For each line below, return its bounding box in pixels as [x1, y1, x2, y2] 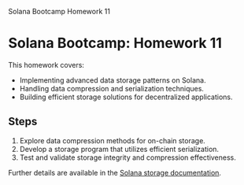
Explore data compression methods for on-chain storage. [19, 135, 206, 145]
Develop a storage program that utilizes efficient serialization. [19, 144, 219, 154]
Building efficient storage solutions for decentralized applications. [19, 92, 234, 102]
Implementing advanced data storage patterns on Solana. [19, 75, 206, 85]
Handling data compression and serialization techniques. [19, 83, 205, 93]
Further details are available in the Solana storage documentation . [8, 168, 222, 177]
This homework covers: [8, 60, 85, 69]
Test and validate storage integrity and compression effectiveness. [19, 153, 236, 162]
